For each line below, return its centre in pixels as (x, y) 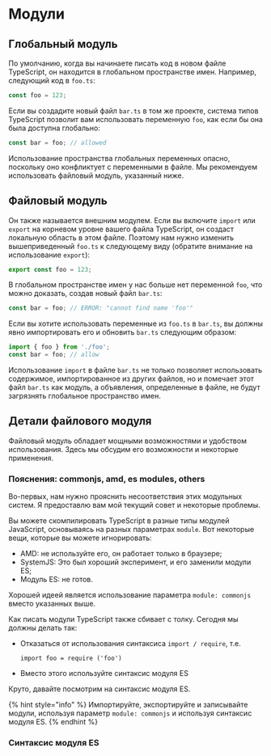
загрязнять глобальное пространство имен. (85, 396)
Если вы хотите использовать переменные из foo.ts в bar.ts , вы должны (135, 323)
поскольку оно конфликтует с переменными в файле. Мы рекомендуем (133, 167)
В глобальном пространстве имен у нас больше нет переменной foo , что (135, 285)
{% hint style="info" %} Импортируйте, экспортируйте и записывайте (128, 705)
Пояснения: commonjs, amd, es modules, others (107, 479)
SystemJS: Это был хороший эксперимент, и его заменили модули (135, 562)
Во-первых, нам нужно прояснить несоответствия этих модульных (125, 496)
